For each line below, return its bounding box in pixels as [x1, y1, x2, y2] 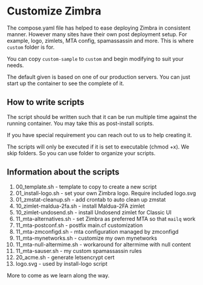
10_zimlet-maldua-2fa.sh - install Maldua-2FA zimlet [15, 202, 145, 210]
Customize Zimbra [7, 4, 101, 18]
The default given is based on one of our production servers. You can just [7, 73, 191, 80]
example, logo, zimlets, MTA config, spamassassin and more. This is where [7, 37, 194, 44]
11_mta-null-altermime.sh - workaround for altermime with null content [15, 240, 191, 248]
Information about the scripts [7, 167, 120, 178]
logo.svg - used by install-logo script [15, 260, 108, 267]
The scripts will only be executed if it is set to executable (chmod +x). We [7, 143, 190, 150]
